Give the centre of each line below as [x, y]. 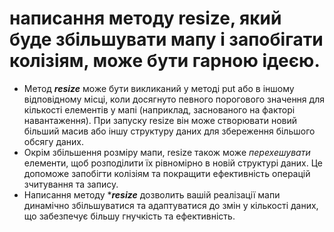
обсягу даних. [54, 141]
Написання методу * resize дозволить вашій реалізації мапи [152, 194]
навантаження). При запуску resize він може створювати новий [160, 120]
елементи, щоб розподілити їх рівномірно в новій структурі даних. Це [173, 163]
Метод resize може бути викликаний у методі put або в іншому [159, 88]
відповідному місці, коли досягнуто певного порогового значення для [174, 99]
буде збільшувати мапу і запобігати [166, 39]
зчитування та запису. [71, 184]
